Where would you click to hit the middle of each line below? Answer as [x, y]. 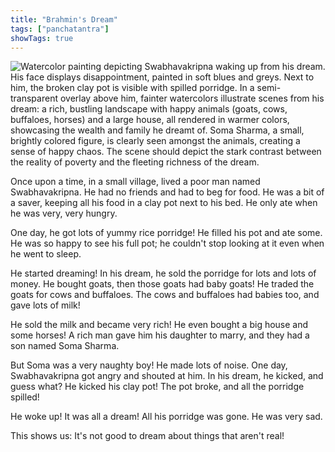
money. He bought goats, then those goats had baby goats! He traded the [162, 284]
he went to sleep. [46, 254]
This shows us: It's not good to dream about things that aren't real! [147, 436]
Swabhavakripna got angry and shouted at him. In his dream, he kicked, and [167, 376]
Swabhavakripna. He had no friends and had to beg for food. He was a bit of [167, 192]
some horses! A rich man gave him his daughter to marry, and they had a [160, 335]
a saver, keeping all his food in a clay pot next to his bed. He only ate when [164, 203]
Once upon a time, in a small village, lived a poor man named [135, 182]
